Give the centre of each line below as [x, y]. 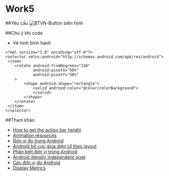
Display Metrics [29, 168]
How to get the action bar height [47, 130]
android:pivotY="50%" [56, 75]
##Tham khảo [20, 120]
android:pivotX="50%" [56, 70]
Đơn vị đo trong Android [38, 141]
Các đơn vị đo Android [36, 162]
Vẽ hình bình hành [32, 43]
